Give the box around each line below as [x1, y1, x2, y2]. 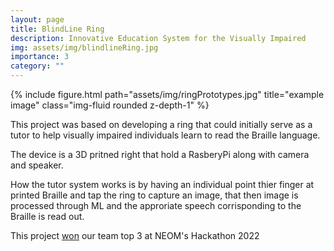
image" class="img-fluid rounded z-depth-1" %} [10, 99, 210, 111]
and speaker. [10, 159, 64, 171]
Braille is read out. [10, 211, 85, 222]
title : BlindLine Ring [10, 24, 105, 34]
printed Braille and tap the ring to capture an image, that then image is [10, 189, 299, 201]
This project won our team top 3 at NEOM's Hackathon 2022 [10, 230, 260, 241]
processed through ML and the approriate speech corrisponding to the [10, 200, 302, 211]
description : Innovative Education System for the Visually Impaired [10, 33, 307, 43]
